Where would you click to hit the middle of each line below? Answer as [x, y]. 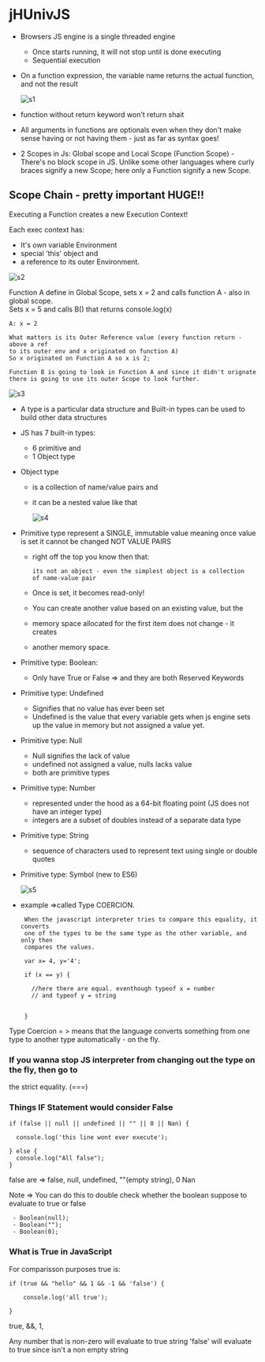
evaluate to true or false [47, 1204]
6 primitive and [56, 447]
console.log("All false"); [60, 1158]
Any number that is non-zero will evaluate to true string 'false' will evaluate [130, 1341]
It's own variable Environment [69, 245]
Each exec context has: [47, 229]
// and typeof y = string [74, 995]
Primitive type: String [54, 835]
